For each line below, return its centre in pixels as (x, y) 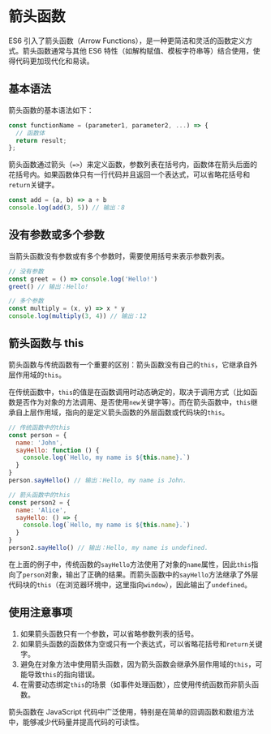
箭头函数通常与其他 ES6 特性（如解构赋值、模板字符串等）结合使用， (138, 50)
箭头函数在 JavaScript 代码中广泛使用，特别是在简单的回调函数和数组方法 (131, 711)
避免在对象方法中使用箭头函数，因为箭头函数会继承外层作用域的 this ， (138, 664)
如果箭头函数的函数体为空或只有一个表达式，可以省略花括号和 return (134, 644)
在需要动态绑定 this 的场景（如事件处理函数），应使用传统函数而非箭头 (136, 684)
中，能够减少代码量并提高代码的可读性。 (76, 722)
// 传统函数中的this (39, 427)
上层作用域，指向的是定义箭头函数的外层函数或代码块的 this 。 (126, 412)
